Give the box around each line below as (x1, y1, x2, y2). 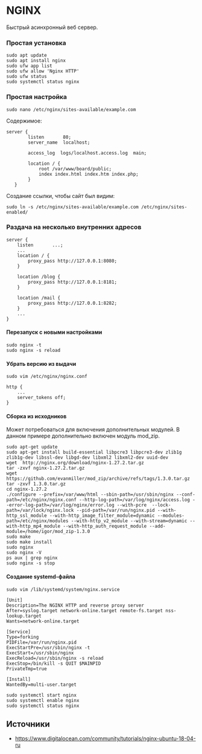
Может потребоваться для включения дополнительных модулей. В (6, 426, 180, 433)
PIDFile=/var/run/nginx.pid (6, 639, 77, 645)
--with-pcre (116, 502, 147, 508)
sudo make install (6, 539, 52, 545)
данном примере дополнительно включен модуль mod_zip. (6, 432, 160, 439)
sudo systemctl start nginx (6, 692, 77, 698)
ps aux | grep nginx (6, 555, 58, 561)
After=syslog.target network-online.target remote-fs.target (6, 607, 163, 613)
